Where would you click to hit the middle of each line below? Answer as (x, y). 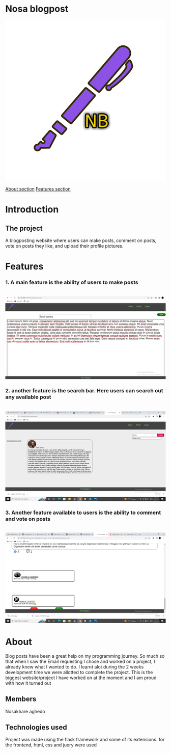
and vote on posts (28, 519)
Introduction (32, 210)
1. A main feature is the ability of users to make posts (72, 282)
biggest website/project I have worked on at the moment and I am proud (81, 678)
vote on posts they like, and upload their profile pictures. (64, 246)
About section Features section (38, 189)
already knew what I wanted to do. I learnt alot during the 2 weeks (75, 667)
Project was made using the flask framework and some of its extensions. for (85, 740)
